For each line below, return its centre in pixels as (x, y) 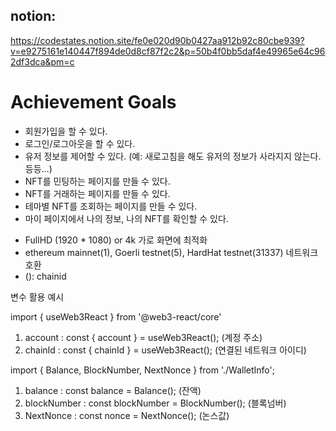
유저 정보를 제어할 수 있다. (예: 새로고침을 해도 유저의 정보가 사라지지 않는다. (173, 156)
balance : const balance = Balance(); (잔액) (113, 390)
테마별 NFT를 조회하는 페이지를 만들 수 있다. (111, 206)
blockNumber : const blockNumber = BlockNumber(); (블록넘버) (155, 403)
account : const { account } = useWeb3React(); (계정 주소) (143, 337)
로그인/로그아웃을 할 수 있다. (80, 143)
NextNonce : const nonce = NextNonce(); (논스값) (127, 415)
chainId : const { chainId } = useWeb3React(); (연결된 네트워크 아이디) (165, 350)
